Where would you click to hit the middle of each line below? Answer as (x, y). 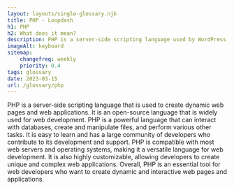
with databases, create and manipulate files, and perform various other (109, 127)
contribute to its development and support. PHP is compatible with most (111, 142)
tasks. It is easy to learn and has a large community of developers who (109, 135)
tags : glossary (29, 72)
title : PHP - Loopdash (40, 20)
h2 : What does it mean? (42, 33)
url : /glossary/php (36, 85)
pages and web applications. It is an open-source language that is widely (112, 112)
